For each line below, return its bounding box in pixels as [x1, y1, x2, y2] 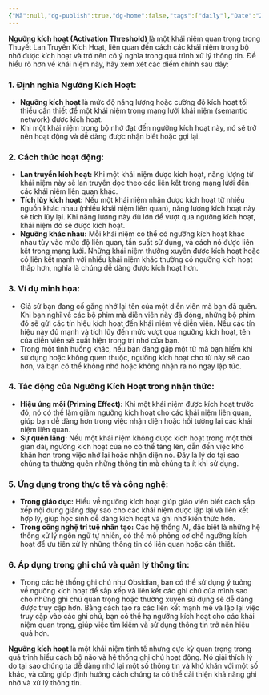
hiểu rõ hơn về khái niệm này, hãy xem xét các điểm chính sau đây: [8, 59, 230, 69]
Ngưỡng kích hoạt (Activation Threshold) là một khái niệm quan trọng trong [8, 34, 261, 43]
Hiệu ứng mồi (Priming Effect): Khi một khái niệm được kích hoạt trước [19, 399, 255, 408]
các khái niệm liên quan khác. [19, 187, 118, 196]
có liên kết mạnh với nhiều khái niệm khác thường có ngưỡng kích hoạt [19, 255, 253, 264]
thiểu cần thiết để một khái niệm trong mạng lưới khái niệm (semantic [19, 106, 248, 115]
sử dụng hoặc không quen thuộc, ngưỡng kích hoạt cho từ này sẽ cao [19, 352, 251, 362]
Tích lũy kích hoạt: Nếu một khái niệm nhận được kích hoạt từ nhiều [19, 195, 245, 205]
